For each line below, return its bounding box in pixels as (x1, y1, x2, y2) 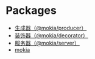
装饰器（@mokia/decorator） (14, 31, 89, 39)
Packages (5, 4, 57, 17)
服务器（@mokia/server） (14, 39, 80, 46)
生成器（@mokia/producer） (14, 24, 87, 31)
